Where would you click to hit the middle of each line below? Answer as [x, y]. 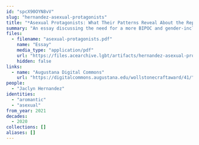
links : [14, 67]
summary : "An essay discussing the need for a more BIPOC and [84, 28]
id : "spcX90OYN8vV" [30, 12]
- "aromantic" [29, 99]
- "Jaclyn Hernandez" [38, 89]
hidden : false [34, 61]
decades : [17, 116]
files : [14, 34]
